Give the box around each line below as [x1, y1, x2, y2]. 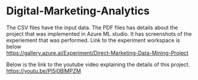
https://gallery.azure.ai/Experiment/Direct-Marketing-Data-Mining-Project [6, 49, 189, 56]
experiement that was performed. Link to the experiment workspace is [6, 36, 180, 44]
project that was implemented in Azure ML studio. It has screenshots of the [6, 30, 192, 37]
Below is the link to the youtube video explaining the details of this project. [6, 61, 190, 68]
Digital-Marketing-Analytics [6, 4, 150, 18]
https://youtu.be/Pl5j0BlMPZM [6, 67, 81, 74]
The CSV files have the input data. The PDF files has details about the [6, 24, 178, 31]
